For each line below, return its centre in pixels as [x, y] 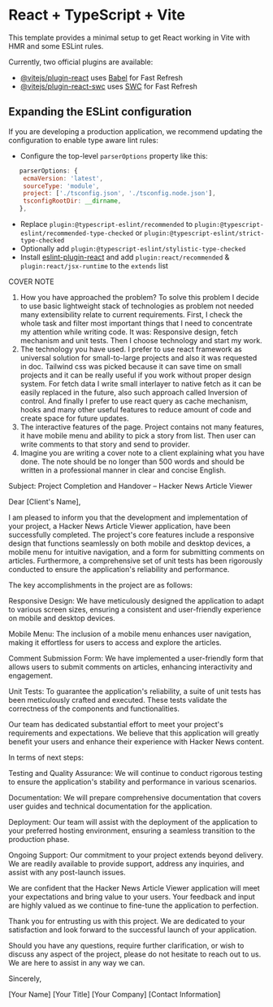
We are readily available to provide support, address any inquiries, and [126, 863]
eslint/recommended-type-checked [77, 233]
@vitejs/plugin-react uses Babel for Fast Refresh [102, 77]
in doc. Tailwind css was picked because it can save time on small [131, 366]
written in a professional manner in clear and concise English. [123, 470]
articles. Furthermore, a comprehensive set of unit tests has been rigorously [136, 560]
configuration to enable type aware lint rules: [83, 140]
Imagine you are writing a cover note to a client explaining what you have [142, 453]
